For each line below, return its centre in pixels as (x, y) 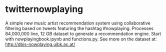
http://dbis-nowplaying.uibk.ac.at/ (40, 44)
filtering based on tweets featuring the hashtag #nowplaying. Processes (79, 28)
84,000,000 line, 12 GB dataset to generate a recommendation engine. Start (83, 33)
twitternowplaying (44, 9)
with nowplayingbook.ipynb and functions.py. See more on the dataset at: (81, 39)
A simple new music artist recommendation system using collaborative (78, 23)
